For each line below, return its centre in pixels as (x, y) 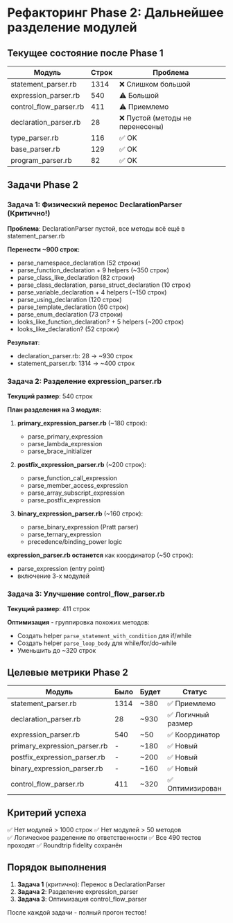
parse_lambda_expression (65, 443)
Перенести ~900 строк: (44, 249)
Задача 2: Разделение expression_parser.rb (84, 381)
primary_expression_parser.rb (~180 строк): (82, 423)
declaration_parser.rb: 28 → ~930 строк (75, 355)
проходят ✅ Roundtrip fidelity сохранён (65, 845)
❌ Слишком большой (155, 84)
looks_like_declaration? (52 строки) (68, 329)
